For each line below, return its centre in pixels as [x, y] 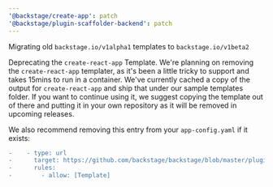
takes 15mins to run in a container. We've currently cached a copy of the [129, 79]
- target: [34, 160]
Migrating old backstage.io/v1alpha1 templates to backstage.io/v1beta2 [129, 46]
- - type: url [38, 153]
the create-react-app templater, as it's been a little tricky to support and [129, 70]
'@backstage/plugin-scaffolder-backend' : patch [91, 23]
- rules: [32, 168]
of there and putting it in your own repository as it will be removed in [123, 105]
